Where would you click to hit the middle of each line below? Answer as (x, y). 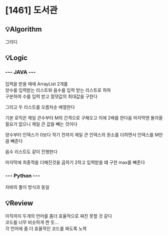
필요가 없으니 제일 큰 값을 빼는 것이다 (41, 124)
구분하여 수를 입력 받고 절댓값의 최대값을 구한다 (51, 96)
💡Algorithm (24, 29)
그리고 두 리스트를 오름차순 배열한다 (40, 107)
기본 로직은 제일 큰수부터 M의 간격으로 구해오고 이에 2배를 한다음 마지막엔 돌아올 (84, 117)
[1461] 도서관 (31, 10)
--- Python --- (23, 175)
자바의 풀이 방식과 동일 (27, 187)
